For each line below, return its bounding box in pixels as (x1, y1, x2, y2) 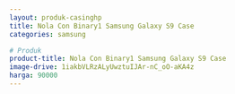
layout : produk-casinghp (9, 13, 102, 22)
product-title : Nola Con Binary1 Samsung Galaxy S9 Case (9, 55, 227, 64)
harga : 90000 (9, 71, 58, 81)
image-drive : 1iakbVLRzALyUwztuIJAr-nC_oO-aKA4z (9, 63, 195, 72)
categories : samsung (9, 30, 87, 38)
